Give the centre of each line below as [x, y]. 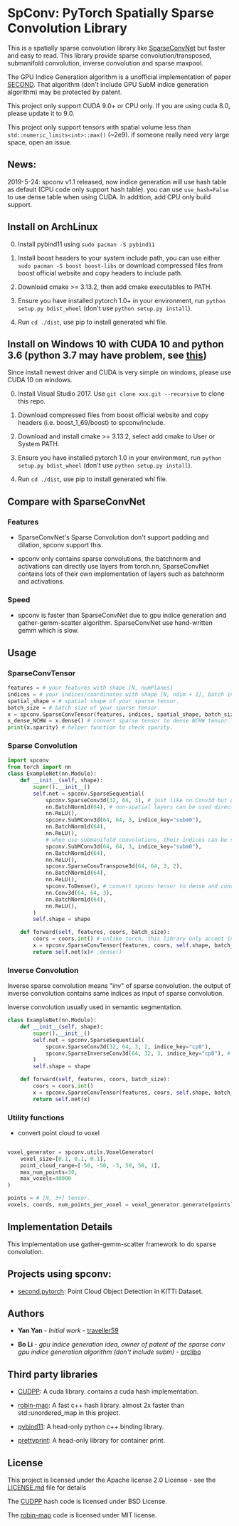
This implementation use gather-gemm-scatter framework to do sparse [112, 1244]
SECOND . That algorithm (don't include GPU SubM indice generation [108, 84]
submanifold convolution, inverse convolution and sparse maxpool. [106, 63]
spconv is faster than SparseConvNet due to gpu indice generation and [122, 615]
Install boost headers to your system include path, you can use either [119, 258]
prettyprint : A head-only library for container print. [91, 1441]
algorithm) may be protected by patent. [65, 92]
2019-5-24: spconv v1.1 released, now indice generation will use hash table [117, 181]
